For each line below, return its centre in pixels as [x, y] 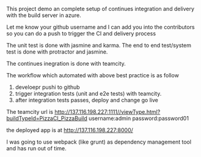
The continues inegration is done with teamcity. [66, 64]
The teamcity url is [30, 112]
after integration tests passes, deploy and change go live [87, 100]
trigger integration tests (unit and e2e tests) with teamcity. [88, 93]
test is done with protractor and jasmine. [57, 52]
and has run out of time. [37, 148]
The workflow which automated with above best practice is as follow [93, 75]
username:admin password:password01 [139, 118]
